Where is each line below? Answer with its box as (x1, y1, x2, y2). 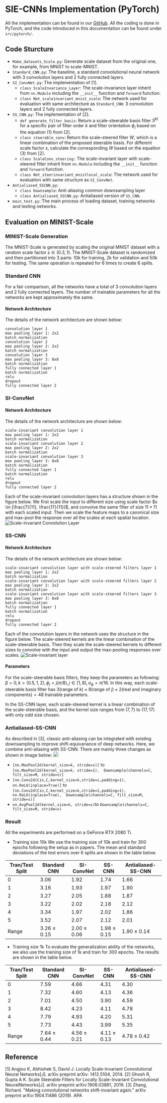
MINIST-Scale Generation (5, 233, 68, 240)
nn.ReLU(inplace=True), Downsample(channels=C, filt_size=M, (12, 792, 144, 797)
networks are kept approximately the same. (5, 294, 94, 300)
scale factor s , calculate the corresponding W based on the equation (19, 145, 161, 151)
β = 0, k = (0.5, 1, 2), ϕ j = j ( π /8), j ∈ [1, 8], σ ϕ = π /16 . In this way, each (5, 680, 145, 687)
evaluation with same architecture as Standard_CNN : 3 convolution (19, 101, 154, 107)
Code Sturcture (5, 45, 54, 53)
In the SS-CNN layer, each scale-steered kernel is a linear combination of (5, 701, 156, 707)
